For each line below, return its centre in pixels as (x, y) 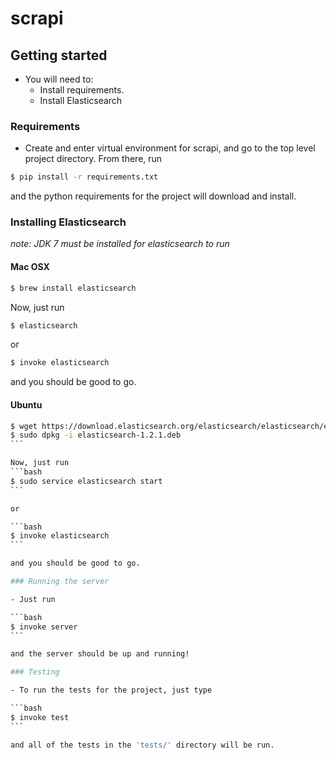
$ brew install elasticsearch (73, 288)
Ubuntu (26, 404)
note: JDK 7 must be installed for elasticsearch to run (120, 244)
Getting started (59, 55)
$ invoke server (44, 627)
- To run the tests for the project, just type (111, 690)
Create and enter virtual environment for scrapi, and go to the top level (170, 148)
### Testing (35, 672)
